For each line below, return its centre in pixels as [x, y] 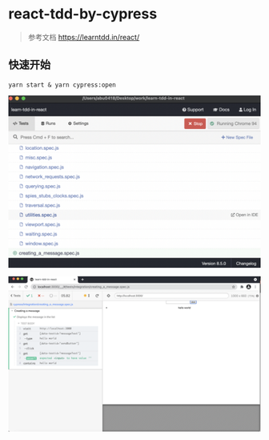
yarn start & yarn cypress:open [62, 85]
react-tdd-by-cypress [83, 14]
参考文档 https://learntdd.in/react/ [84, 37]
